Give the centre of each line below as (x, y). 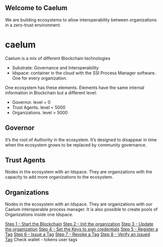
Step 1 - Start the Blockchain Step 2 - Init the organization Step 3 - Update (79, 224)
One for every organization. (39, 78)
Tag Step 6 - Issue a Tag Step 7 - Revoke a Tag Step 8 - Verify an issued (78, 234)
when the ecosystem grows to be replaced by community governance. (76, 145)
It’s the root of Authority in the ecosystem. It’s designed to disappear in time (81, 140)
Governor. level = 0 (31, 102)
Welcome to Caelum (36, 8)
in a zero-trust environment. (33, 25)
